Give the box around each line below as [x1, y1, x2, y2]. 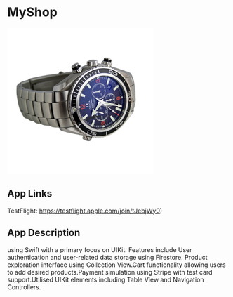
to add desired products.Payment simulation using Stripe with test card [7, 268, 213, 276]
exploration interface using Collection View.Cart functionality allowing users [7, 260, 226, 269]
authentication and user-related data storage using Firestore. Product [7, 253, 208, 261]
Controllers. [7, 282, 41, 291]
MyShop [7, 4, 58, 20]
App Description [7, 227, 81, 239]
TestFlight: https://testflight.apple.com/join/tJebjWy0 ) [7, 206, 163, 215]
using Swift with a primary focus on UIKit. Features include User [7, 245, 192, 253]
